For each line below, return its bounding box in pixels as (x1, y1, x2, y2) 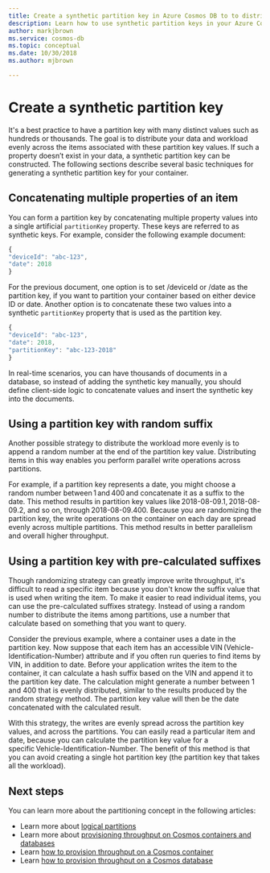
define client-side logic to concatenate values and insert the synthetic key (8, 385, 253, 395)
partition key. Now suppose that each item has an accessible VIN (8, 643, 223, 652)
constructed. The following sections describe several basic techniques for (8, 159, 254, 169)
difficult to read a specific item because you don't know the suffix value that (8, 585, 260, 594)
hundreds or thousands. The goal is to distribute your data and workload (8, 134, 248, 143)
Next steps (8, 784, 64, 798)
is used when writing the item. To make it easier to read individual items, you (8, 593, 261, 602)
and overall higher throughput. (8, 531, 109, 540)
